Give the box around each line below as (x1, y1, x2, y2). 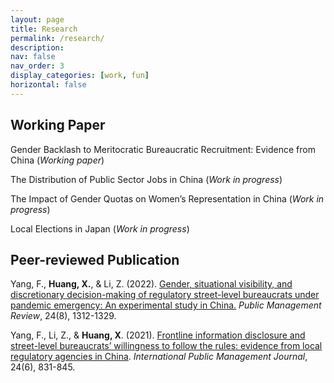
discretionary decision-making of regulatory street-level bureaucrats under (10, 289, 320, 301)
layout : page (10, 14, 65, 25)
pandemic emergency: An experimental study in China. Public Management (10, 299, 322, 311)
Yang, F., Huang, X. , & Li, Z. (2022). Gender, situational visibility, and (10, 278, 293, 290)
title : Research (10, 24, 78, 34)
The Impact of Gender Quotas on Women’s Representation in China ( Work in (10, 192, 325, 205)
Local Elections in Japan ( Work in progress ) (10, 222, 190, 235)
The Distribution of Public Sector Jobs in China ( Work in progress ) (10, 173, 283, 185)
